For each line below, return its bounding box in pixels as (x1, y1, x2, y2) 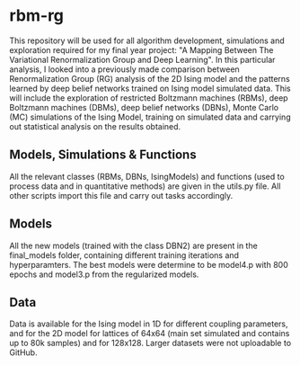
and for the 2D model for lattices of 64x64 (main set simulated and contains (9, 328, 290, 339)
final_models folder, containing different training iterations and (9, 249, 240, 261)
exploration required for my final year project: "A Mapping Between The (9, 44, 274, 55)
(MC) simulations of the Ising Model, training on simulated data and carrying (9, 111, 291, 122)
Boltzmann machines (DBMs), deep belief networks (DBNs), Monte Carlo (9, 102, 279, 112)
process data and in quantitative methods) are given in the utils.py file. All (9, 181, 281, 191)
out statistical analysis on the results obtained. (9, 120, 181, 131)
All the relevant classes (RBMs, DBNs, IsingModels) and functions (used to (9, 171, 285, 182)
